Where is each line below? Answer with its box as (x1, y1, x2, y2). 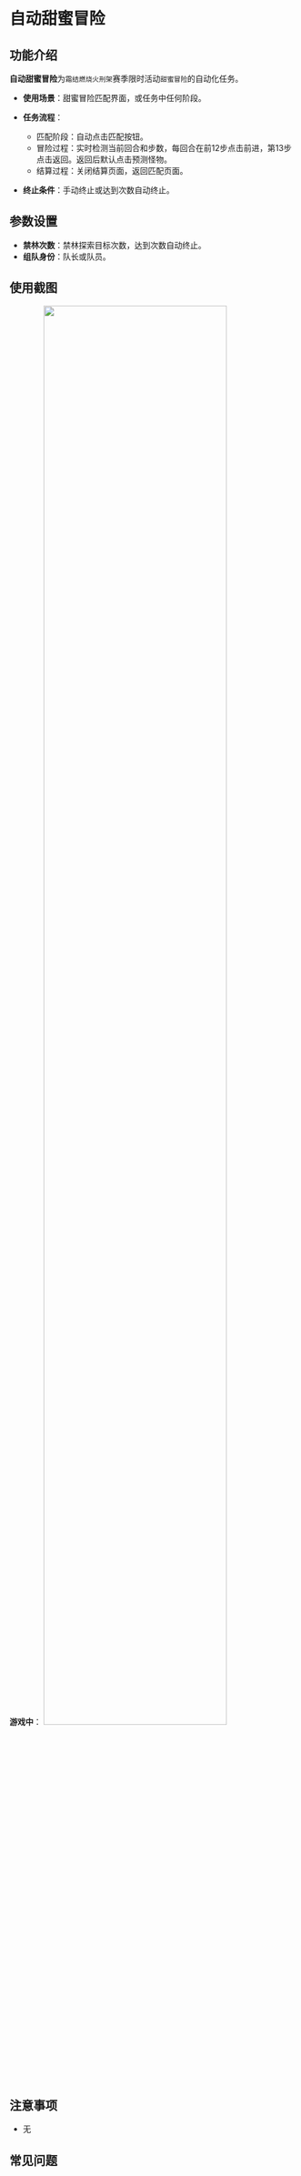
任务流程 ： (22, 112, 64, 123)
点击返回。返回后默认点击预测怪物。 (35, 154, 173, 165)
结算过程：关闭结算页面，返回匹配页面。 (35, 166, 188, 176)
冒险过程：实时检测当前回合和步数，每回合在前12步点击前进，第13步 (35, 143, 293, 153)
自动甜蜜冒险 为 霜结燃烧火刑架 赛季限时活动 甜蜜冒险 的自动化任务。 (9, 74, 244, 84)
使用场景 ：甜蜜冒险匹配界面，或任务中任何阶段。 (22, 93, 206, 103)
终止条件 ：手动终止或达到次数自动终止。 (22, 185, 175, 196)
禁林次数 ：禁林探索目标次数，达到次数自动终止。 (22, 239, 206, 250)
